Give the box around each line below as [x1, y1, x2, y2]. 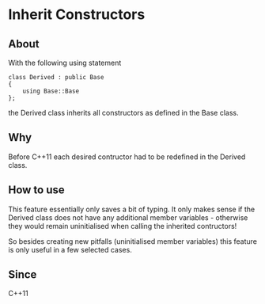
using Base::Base [22, 87, 80, 95]
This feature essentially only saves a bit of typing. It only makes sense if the [8, 204, 256, 214]
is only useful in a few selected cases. [8, 245, 132, 254]
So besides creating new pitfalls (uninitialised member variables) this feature [8, 236, 258, 246]
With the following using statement [8, 58, 122, 67]
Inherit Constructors [8, 6, 146, 24]
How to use [8, 184, 65, 197]
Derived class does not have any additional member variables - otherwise [8, 212, 248, 222]
